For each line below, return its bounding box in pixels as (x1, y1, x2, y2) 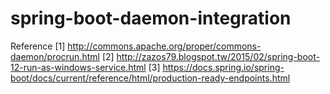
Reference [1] (10, 40, 66, 52)
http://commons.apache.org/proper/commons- (67, 40, 262, 52)
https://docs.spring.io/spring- (162, 61, 285, 73)
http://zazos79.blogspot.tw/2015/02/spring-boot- (116, 50, 320, 62)
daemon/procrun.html (10, 50, 100, 62)
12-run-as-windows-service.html (10, 61, 147, 73)
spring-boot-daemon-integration (10, 7, 292, 30)
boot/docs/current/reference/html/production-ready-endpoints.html (10, 72, 291, 84)
